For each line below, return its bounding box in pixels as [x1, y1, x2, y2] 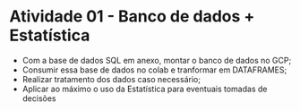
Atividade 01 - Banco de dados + [9, 6, 255, 27]
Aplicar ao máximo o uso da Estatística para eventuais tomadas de [21, 83, 268, 94]
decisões [21, 92, 56, 104]
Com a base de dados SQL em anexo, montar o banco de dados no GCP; [21, 55, 292, 65]
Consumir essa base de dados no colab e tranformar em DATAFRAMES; [21, 64, 287, 75]
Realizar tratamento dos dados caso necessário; [21, 73, 201, 84]
